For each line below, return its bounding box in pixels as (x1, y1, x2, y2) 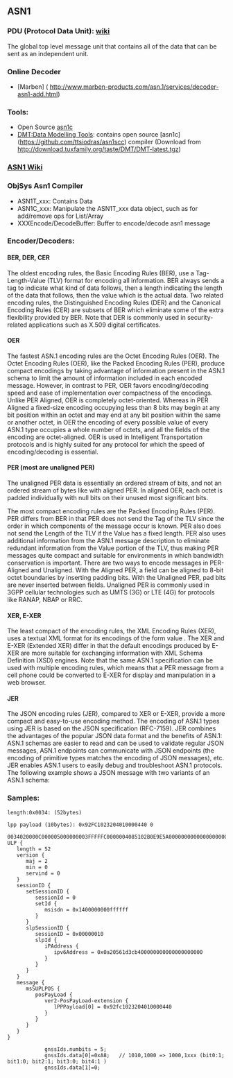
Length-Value (7, 276, 46, 284)
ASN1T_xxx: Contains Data (17, 197, 94, 205)
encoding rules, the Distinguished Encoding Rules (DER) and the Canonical (7, 298, 221, 307)
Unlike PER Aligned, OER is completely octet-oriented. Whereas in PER (7, 395, 209, 404)
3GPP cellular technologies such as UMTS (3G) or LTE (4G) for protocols (7, 588, 215, 597)
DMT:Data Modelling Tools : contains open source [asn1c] (17, 130, 181, 139)
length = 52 (16, 846, 51, 853)
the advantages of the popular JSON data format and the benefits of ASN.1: (7, 732, 223, 740)
